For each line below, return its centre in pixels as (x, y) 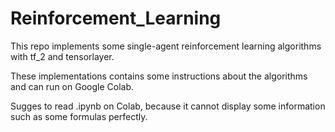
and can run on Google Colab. (72, 86)
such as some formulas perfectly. (79, 116)
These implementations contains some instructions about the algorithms (159, 76)
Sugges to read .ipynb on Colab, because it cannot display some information (168, 106)
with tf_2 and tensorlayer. (62, 56)
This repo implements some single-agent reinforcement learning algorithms (166, 46)
